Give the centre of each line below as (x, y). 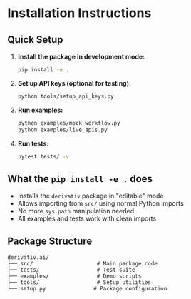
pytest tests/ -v (43, 156)
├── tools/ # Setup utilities (79, 283)
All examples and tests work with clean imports (87, 218)
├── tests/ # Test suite (71, 270)
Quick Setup (35, 40)
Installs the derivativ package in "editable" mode (91, 196)
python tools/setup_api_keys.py (66, 96)
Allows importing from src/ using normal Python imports (100, 203)
